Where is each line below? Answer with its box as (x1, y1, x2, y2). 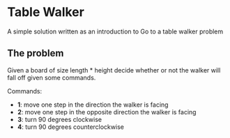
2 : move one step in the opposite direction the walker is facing (17, 107, 197, 116)
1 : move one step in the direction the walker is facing (17, 100, 169, 109)
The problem (7, 47, 64, 59)
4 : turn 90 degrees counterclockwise (17, 123, 124, 131)
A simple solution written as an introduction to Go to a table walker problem (7, 27, 224, 36)
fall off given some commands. (7, 73, 96, 82)
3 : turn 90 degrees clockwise (17, 115, 102, 123)
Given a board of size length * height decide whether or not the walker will (7, 66, 221, 74)
